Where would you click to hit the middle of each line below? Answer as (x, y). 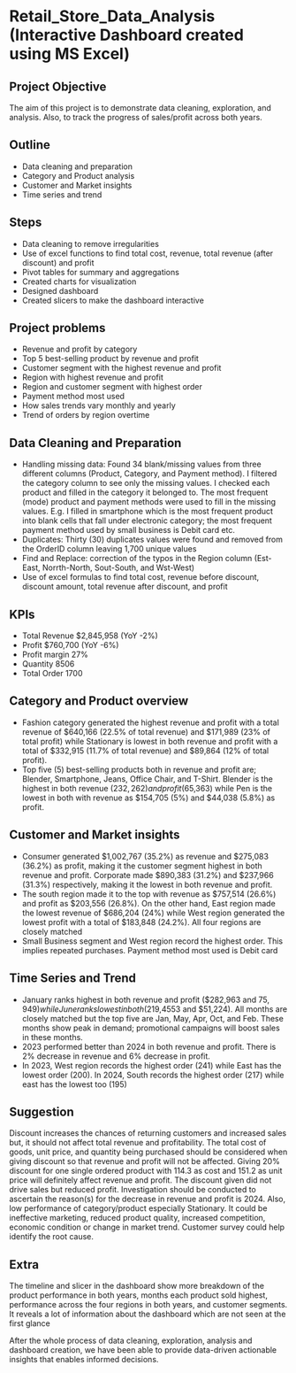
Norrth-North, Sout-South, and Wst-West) (119, 567)
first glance (30, 1323)
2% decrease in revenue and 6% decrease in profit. (116, 1056)
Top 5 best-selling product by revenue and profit (110, 359)
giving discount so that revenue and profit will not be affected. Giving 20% (144, 1161)
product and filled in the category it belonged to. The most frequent (145, 492)
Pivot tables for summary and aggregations (100, 272)
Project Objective (58, 86)
